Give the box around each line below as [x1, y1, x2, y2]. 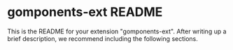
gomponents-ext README [7, 4, 163, 20]
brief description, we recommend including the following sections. [7, 34, 198, 42]
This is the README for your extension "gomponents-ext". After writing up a [7, 27, 227, 35]
